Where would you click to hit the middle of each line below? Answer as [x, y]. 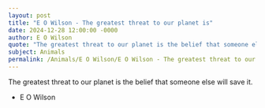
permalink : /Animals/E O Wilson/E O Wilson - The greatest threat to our [132, 60]
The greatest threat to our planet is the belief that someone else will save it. [131, 82]
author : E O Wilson [40, 37]
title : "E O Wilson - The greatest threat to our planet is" [111, 23]
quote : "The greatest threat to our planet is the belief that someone [128, 45]
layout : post [30, 15]
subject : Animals [37, 52]
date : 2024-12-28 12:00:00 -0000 [63, 30]
